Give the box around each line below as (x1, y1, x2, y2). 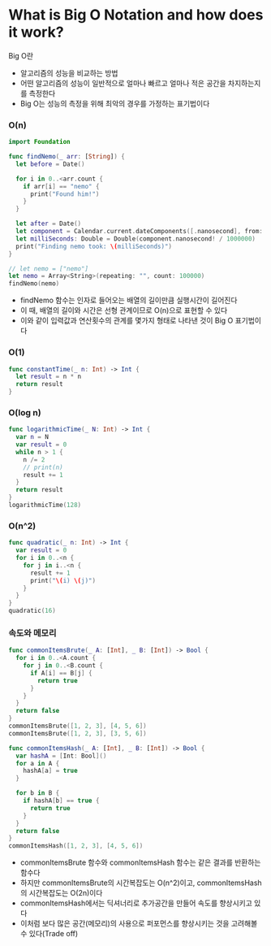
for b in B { (15, 789, 60, 797)
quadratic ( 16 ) (8, 607, 57, 615)
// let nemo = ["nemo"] (8, 264, 89, 273)
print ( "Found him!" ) (29, 189, 100, 198)
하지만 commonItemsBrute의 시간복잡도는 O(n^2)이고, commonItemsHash (19, 878, 262, 887)
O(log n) (8, 406, 42, 418)
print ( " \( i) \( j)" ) (29, 576, 96, 584)
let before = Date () (15, 160, 85, 168)
